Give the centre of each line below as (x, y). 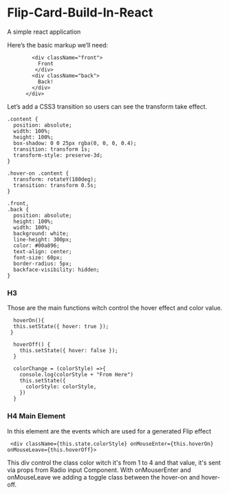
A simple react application (44, 32)
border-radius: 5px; (43, 264)
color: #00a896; (36, 246)
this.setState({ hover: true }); (61, 327)
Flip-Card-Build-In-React (80, 13)
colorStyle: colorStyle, (61, 387)
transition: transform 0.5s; (55, 185)
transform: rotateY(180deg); (55, 179)
